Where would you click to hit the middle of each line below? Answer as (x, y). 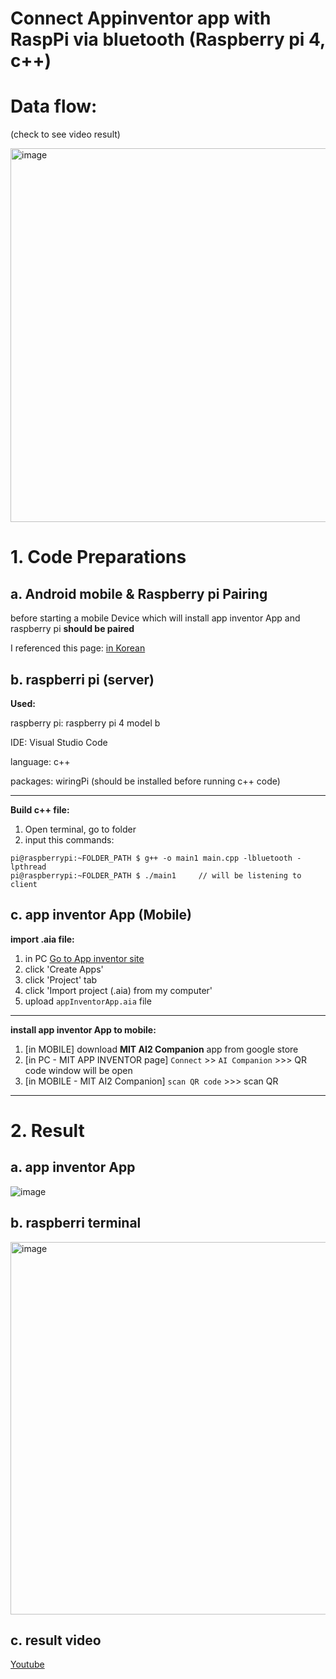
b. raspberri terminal (76, 1223)
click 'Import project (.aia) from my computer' (118, 990)
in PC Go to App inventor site (84, 958)
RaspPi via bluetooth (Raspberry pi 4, (168, 39)
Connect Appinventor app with (141, 18)
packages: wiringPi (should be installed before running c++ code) (145, 781)
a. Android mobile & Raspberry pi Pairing (139, 593)
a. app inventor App (73, 1167)
